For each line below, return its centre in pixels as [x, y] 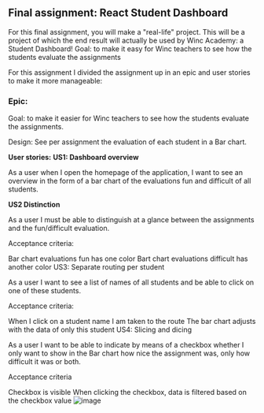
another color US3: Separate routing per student [86, 267]
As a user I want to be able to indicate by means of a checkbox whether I [126, 345]
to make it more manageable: [55, 80]
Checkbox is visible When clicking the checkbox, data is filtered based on [128, 393]
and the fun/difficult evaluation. [59, 229]
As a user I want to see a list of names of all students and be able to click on [131, 282]
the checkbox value [40, 400]
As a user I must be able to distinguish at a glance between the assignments [131, 220]
